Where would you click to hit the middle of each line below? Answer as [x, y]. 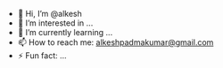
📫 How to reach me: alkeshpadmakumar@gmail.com [116, 42]
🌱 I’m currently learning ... [65, 32]
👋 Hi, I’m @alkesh [50, 14]
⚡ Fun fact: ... [42, 56]
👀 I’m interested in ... [55, 23]
